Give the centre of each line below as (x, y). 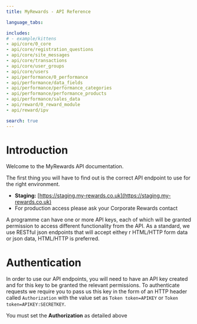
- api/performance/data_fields (45, 83)
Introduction (37, 150)
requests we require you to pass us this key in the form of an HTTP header (97, 291)
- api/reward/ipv (27, 110)
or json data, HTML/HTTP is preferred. (53, 239)
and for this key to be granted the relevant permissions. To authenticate (93, 285)
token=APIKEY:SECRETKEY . (36, 304)
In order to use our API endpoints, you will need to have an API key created (97, 279)
